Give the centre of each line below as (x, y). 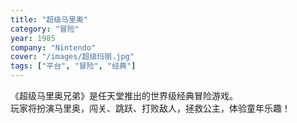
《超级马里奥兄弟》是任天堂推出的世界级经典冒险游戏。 (124, 95)
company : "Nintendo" (53, 47)
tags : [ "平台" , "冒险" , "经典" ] (73, 66)
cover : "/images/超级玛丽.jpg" (72, 57)
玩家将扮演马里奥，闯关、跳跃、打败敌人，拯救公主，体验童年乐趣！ (150, 108)
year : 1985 (33, 38)
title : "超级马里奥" (49, 19)
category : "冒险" (45, 29)
